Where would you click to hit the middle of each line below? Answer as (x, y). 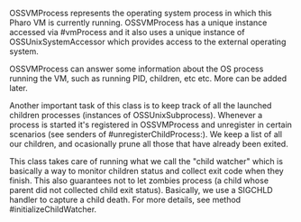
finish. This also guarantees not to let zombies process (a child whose (139, 180)
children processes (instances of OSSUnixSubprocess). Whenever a (136, 115)
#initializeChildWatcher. (53, 209)
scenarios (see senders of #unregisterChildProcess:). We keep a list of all (146, 134)
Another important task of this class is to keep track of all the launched (141, 106)
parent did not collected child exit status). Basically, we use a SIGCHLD (141, 190)
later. (19, 88)
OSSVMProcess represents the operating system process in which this (141, 13)
